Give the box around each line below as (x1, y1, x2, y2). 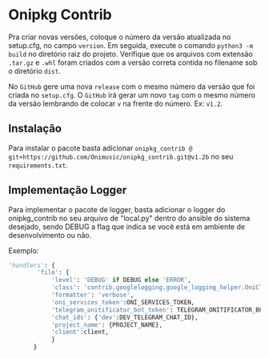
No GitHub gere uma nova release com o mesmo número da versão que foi (8, 82, 255, 91)
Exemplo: (8, 246, 39, 255)
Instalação (8, 122, 62, 135)
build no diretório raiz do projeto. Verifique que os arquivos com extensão (8, 49, 254, 58)
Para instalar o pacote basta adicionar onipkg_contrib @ (8, 143, 193, 153)
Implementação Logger (8, 183, 127, 197)
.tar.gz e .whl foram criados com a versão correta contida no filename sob (8, 58, 258, 67)
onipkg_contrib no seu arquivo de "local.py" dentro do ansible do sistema (8, 213, 251, 223)
